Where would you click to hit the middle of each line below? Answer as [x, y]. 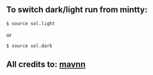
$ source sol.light [31, 23]
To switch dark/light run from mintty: [77, 10]
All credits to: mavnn [46, 64]
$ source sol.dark [29, 46]
